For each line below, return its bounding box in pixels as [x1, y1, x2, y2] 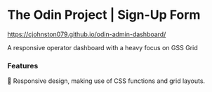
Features [7, 61, 39, 70]
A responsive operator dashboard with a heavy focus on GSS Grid [7, 43, 198, 52]
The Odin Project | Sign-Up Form [7, 7, 201, 23]
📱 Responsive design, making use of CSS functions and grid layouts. [7, 77, 206, 85]
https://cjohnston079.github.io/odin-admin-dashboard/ [7, 30, 166, 38]
